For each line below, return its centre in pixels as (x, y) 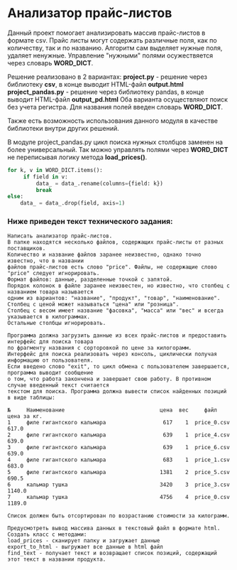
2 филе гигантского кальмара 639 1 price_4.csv (119, 435)
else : (15, 197)
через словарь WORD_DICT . (50, 63)
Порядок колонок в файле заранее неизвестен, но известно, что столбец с (119, 286)
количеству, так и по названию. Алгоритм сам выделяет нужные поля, (115, 48)
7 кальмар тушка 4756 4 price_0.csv (119, 498)
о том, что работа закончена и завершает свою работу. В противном (109, 379)
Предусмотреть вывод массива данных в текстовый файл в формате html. (114, 528)
